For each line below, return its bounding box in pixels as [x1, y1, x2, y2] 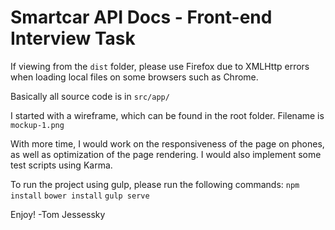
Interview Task [10, 27, 136, 50]
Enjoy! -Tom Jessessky [10, 208, 106, 220]
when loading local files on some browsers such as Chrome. [10, 71, 259, 83]
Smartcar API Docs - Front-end [10, 6, 273, 29]
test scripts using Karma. [10, 159, 113, 171]
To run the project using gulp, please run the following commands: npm [10, 178, 300, 190]
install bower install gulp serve [10, 191, 150, 201]
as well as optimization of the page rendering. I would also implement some [10, 148, 322, 160]
